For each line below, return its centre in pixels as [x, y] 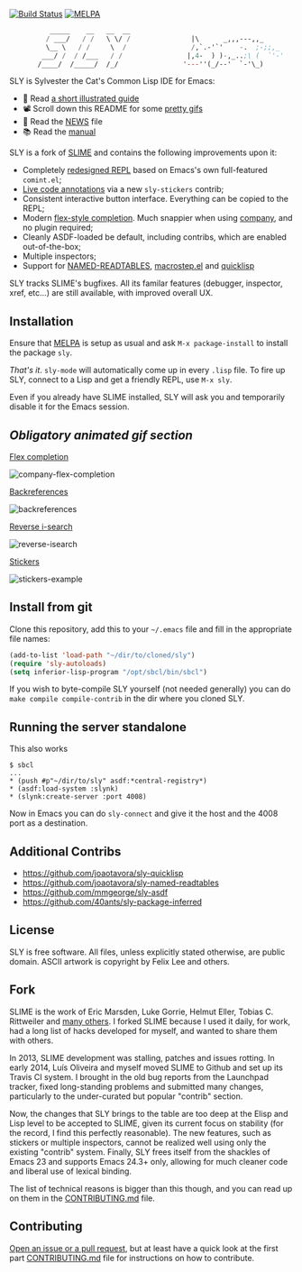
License [32, 930]
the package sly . [41, 352]
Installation [41, 321]
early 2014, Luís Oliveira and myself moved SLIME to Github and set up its [146, 1067]
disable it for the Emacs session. [69, 407]
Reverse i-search [41, 526]
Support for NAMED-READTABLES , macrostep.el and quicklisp [138, 266]
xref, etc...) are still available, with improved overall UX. [111, 293]
